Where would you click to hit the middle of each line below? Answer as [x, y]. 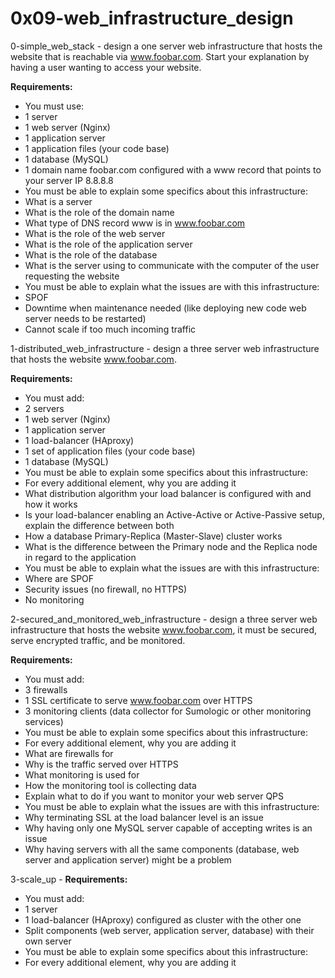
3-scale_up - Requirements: [69, 879]
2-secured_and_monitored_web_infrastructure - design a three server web [164, 619]
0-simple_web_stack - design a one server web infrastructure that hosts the [166, 46]
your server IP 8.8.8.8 [69, 180]
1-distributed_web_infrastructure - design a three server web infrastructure [165, 348]
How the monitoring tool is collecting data [110, 785]
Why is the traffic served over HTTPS [101, 764]
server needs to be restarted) [85, 318]
